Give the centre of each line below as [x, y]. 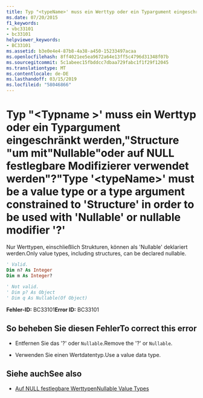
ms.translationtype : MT [36, 68]
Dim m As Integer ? [29, 275]
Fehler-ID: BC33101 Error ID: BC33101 [53, 310]
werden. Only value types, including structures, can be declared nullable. [96, 253]
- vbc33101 [20, 29]
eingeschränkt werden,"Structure [93, 140]
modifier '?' [36, 230]
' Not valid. [23, 287]
